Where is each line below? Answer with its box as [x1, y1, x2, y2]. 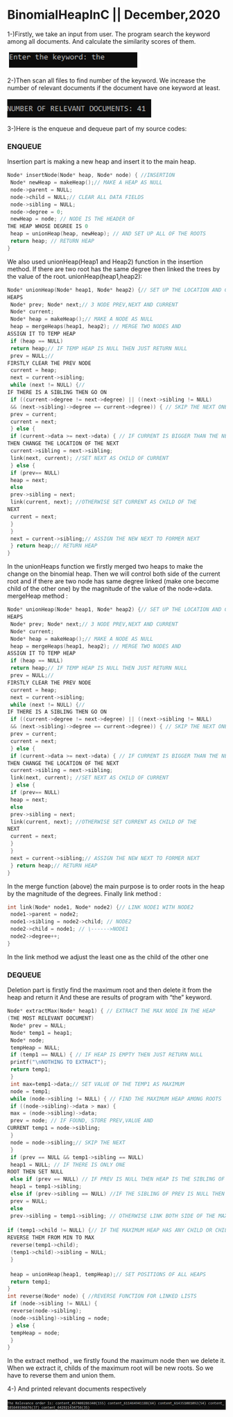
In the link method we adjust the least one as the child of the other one [7, 952, 209, 961]
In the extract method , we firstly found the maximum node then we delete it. [7, 1357, 226, 1365]
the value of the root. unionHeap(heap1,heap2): [7, 272, 143, 280]
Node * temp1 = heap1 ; [10, 1029, 73, 1036]
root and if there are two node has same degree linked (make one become [7, 577, 220, 585]
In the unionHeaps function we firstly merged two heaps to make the [7, 562, 203, 571]
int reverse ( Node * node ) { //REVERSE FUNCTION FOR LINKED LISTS [7, 1293, 197, 1300]
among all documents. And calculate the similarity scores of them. [7, 37, 196, 45]
